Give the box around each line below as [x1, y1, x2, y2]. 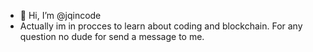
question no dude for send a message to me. [19, 31, 205, 42]
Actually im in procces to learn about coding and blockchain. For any [19, 20, 303, 32]
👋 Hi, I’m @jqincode [19, 10, 102, 21]
